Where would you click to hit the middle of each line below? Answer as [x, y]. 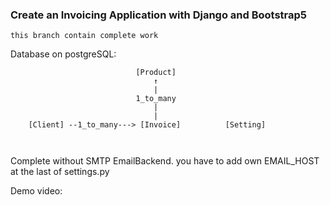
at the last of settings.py [60, 172]
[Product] [156, 73]
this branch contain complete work [84, 36]
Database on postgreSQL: [63, 54]
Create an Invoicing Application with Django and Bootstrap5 [159, 15]
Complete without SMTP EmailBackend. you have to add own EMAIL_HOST [165, 161]
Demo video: [36, 191]
